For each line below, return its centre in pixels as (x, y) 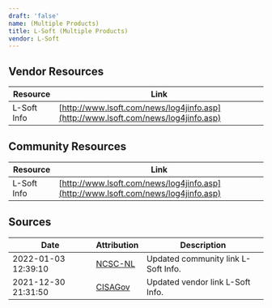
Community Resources (68, 147)
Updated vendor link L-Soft (199, 282)
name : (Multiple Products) (54, 24)
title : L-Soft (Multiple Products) (68, 31)
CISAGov (113, 287)
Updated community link (193, 259)
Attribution (117, 245)
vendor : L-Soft (34, 38)
